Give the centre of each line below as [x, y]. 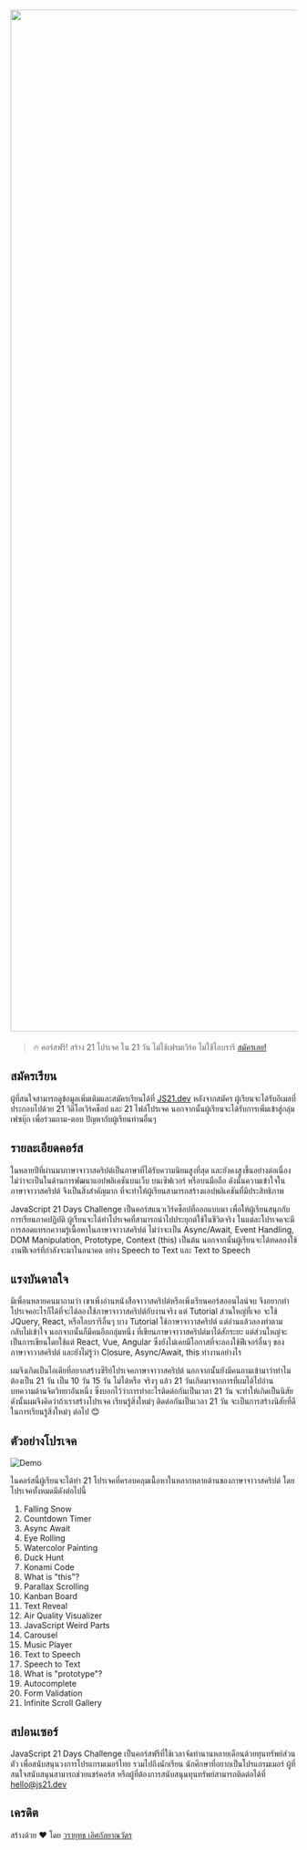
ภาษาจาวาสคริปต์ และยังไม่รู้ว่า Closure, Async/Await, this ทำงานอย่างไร [126, 1352]
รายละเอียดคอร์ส [47, 1148]
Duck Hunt [44, 1558]
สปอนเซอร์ [34, 1732]
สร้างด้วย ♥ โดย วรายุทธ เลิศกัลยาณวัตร [72, 1834]
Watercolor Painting [61, 1548]
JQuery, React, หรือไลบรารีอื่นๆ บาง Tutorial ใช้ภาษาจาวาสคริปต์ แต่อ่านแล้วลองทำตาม [147, 1322]
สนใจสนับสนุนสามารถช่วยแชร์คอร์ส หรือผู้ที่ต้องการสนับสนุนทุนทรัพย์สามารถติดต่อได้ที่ [138, 1774]
